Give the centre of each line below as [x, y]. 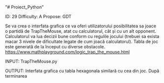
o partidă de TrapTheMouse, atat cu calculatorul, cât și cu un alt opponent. [81, 31]
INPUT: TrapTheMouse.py [31, 61]
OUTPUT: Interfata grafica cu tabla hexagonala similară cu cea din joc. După [82, 71]
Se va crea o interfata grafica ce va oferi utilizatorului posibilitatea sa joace [81, 26]
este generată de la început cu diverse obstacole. [55, 47]
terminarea [16, 76]
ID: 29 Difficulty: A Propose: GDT [38, 16]
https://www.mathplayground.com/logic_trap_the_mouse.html [68, 52]
